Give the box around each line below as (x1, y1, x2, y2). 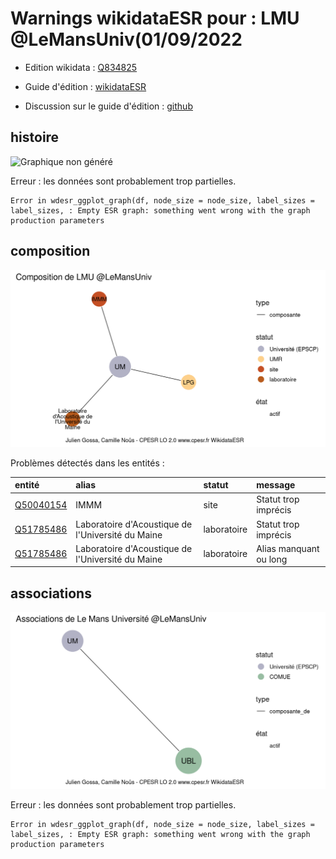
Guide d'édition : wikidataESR (24, 80, 147, 92)
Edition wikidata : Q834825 (24, 61, 138, 73)
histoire (10, 129, 60, 146)
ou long (256, 553, 288, 565)
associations (10, 585, 92, 602)
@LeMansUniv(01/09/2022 (10, 28, 243, 51)
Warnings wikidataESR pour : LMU (10, 7, 300, 30)
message (256, 479, 296, 491)
